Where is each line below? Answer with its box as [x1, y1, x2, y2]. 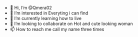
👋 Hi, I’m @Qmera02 [9, 5, 52, 10]
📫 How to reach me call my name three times [9, 26, 104, 32]
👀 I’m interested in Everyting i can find [9, 10, 88, 16]
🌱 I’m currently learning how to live [9, 15, 81, 21]
